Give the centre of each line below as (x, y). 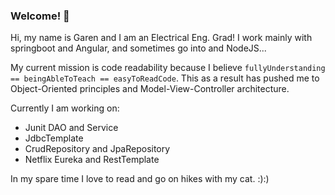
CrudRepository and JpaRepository (97, 149)
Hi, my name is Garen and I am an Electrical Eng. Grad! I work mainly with (161, 38)
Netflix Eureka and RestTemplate (92, 160)
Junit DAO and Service (71, 128)
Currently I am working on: (65, 108)
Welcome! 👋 (40, 16)
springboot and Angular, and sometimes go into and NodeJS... (138, 48)
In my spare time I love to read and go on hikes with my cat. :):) (140, 179)
